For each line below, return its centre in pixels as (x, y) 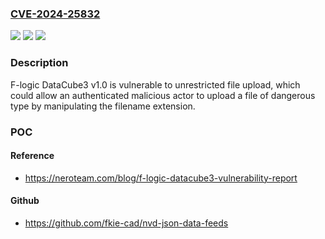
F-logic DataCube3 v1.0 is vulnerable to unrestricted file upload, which (155, 84)
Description (39, 63)
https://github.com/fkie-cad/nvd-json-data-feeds (126, 223)
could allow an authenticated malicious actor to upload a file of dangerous (163, 95)
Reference (32, 156)
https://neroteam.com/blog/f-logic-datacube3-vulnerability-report (161, 178)
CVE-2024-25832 (55, 14)
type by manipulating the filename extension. (103, 106)
